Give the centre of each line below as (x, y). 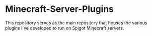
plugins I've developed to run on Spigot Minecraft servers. (65, 28)
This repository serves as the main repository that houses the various (76, 23)
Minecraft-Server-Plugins (60, 9)
